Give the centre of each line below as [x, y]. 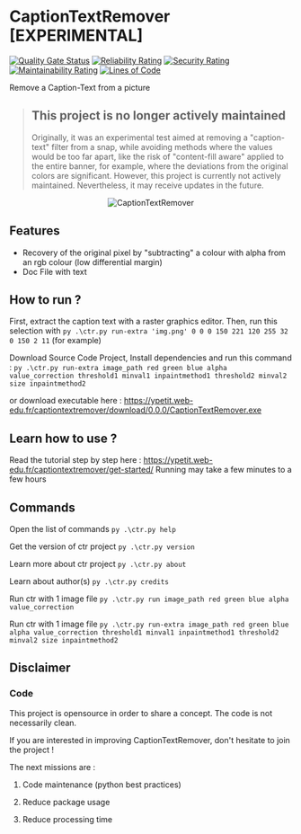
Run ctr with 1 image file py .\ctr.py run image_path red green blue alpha [149, 599]
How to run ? [45, 300]
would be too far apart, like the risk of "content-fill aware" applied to [158, 156]
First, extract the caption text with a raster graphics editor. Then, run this [144, 322]
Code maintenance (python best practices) [102, 785]
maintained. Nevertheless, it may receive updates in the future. [147, 185]
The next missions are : [53, 767]
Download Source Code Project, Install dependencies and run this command [150, 358]
